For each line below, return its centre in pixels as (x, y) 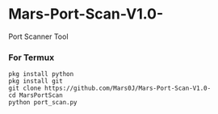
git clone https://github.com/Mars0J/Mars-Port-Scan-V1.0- (110, 89)
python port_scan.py (43, 103)
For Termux (31, 57)
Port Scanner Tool (38, 36)
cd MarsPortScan (36, 95)
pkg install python (41, 74)
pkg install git (36, 82)
